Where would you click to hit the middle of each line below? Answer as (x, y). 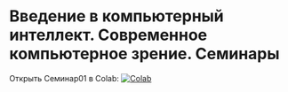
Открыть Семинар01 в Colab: (64, 78)
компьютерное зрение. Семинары (144, 54)
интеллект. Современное (108, 35)
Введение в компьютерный (116, 16)
